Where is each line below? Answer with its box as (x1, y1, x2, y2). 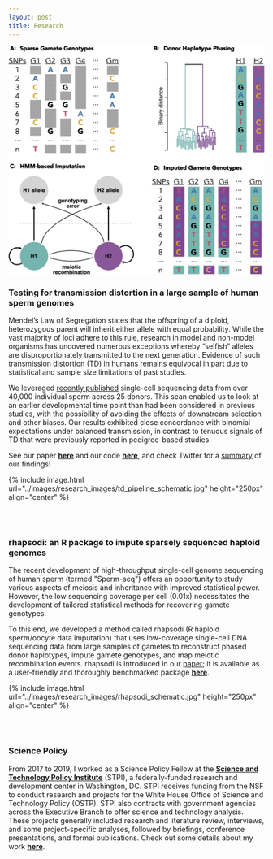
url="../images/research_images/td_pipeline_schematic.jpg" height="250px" (8, 484, 264, 493)
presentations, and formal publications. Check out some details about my (8, 833, 253, 843)
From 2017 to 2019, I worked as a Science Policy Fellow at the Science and (8, 764, 259, 774)
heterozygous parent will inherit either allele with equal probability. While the (8, 324, 265, 334)
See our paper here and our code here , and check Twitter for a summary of (8, 451, 262, 461)
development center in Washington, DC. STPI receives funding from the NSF (8, 781, 264, 791)
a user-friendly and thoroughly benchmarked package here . (8, 667, 210, 678)
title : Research (8, 21, 63, 30)
